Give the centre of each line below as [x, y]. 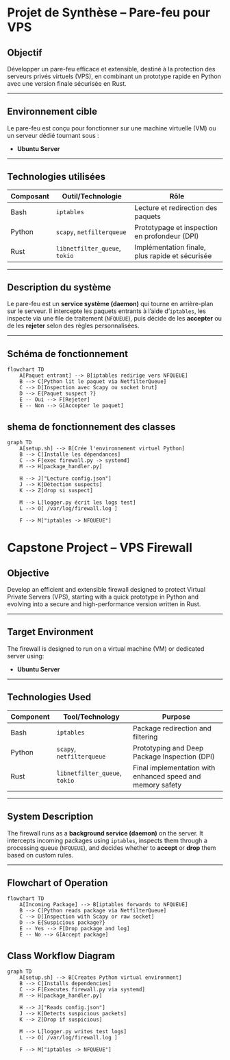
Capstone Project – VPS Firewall [100, 548]
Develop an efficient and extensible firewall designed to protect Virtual [106, 590]
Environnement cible [52, 112]
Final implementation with [174, 768]
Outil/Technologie [92, 196]
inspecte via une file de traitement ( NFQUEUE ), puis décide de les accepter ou [115, 319]
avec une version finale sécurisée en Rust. [67, 83]
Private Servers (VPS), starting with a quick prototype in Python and [103, 597]
